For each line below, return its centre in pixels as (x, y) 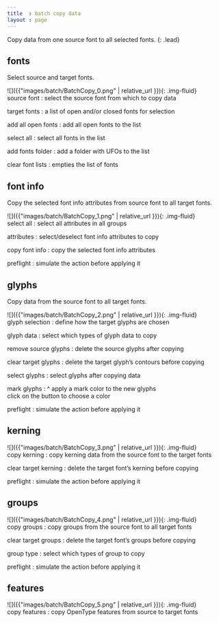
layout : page (27, 20)
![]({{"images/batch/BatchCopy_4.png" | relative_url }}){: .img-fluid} (102, 519)
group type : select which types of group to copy (76, 553)
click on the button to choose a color (59, 396)
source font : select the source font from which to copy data (92, 98)
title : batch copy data (44, 13)
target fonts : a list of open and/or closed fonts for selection (91, 111)
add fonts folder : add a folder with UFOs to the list (78, 151)
